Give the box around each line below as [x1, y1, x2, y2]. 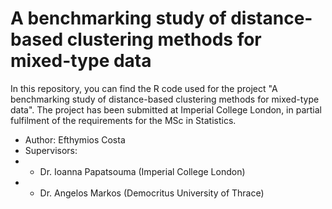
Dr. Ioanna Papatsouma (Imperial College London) [39, 165, 246, 177]
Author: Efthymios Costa [24, 133, 126, 146]
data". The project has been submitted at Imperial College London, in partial [10, 103, 322, 116]
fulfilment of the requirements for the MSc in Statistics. [10, 114, 237, 126]
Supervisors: [24, 144, 78, 156]
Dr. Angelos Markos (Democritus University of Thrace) [39, 187, 265, 199]
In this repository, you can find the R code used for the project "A [10, 82, 278, 94]
